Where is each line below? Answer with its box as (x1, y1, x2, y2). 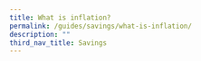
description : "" (9, 30, 71, 39)
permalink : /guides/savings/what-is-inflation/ (9, 22, 193, 30)
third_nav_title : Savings (9, 38, 107, 48)
